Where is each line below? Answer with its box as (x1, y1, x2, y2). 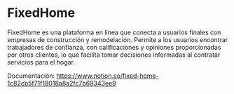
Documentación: (7, 72, 55, 80)
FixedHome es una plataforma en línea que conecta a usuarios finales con (7, 28, 221, 36)
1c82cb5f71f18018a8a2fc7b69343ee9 (7, 79, 117, 87)
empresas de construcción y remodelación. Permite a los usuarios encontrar (7, 35, 228, 43)
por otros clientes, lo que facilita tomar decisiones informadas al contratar (7, 51, 221, 59)
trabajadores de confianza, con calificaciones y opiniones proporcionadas (7, 43, 221, 51)
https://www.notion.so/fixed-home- (56, 72, 159, 80)
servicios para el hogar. (7, 58, 76, 66)
